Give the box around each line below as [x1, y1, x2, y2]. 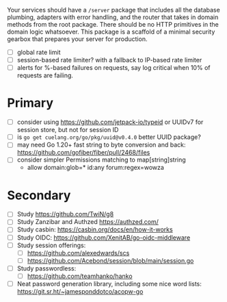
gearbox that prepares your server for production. [7, 35, 148, 43]
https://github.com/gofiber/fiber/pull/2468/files [16, 149, 150, 157]
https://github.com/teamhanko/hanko [27, 272, 133, 280]
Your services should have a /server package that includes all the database [7, 6, 220, 14]
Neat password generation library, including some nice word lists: [16, 279, 202, 288]
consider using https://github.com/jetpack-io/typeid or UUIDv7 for [16, 118, 204, 126]
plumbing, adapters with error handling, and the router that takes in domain [7, 13, 219, 21]
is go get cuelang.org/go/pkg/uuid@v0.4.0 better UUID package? [16, 133, 202, 141]
